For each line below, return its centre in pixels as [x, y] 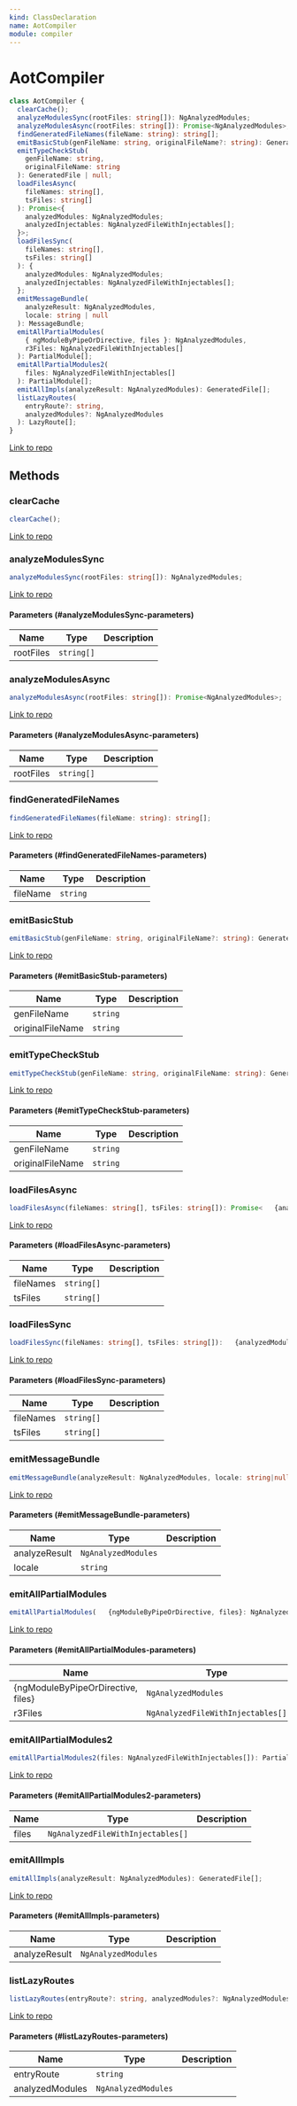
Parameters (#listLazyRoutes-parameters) [89, 2036]
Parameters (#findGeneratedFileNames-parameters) [108, 855]
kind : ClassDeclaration [53, 17]
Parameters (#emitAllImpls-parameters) [85, 1916]
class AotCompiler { [47, 101]
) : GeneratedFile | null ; [65, 175]
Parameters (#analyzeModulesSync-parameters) [102, 614]
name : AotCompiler [43, 26]
